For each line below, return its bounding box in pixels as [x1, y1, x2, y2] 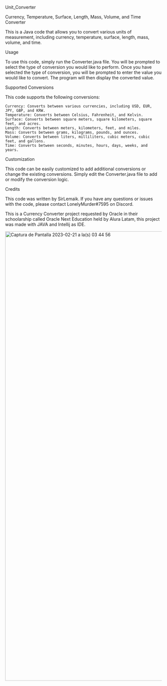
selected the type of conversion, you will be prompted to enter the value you [5, 69, 162, 75]
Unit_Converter [5, 4, 36, 10]
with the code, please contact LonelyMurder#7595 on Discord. [5, 201, 134, 207]
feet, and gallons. [5, 139, 46, 144]
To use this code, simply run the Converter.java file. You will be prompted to [5, 59, 161, 64]
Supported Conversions [5, 84, 54, 90]
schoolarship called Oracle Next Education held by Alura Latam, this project [5, 216, 160, 222]
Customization [5, 156, 35, 162]
